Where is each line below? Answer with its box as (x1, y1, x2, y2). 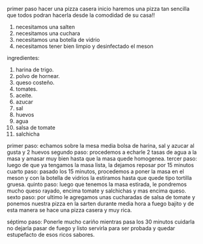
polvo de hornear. (15, 73, 60, 79)
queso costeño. (15, 79, 55, 86)
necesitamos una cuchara (15, 30, 80, 37)
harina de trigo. (15, 66, 54, 73)
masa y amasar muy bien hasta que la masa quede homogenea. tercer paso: (7, 155, 198, 162)
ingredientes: (7, 54, 40, 61)
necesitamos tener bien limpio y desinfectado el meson (15, 42, 153, 50)
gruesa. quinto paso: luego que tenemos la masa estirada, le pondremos (7, 181, 187, 188)
